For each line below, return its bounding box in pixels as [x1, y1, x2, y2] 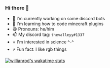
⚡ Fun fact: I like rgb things [12, 46, 67, 52]
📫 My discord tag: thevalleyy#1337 [12, 32, 85, 37]
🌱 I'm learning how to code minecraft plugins [12, 21, 104, 27]
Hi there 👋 [5, 4, 30, 11]
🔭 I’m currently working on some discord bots [12, 16, 105, 22]
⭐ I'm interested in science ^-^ [12, 39, 74, 45]
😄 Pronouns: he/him [12, 26, 54, 32]
